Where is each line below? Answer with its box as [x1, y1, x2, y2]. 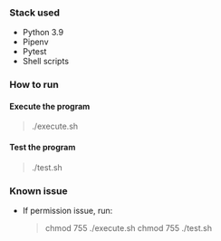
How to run [9, 79, 59, 92]
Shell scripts [22, 56, 70, 67]
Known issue [9, 184, 68, 197]
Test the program [9, 142, 76, 153]
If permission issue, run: [22, 205, 113, 216]
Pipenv [22, 36, 49, 47]
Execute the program [9, 101, 91, 111]
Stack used [9, 6, 61, 19]
